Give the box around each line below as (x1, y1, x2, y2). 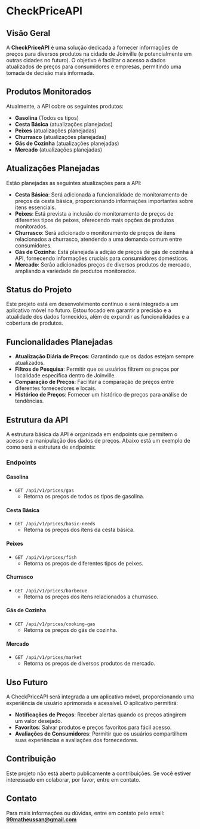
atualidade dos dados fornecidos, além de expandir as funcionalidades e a (6, 313, 190, 320)
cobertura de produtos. (6, 319, 64, 327)
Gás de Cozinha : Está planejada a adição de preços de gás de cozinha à (14, 248, 193, 255)
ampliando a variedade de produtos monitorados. (14, 267, 137, 274)
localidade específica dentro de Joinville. (14, 372, 116, 379)
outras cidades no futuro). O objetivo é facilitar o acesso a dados (6, 57, 166, 63)
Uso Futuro (6, 677, 48, 687)
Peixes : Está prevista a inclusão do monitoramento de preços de (14, 210, 174, 217)
